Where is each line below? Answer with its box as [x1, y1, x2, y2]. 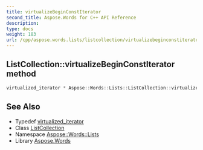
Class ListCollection [14, 124, 65, 131]
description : [6, 20, 39, 26]
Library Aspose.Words [14, 137, 71, 144]
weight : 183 [6, 31, 36, 37]
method [6, 69, 36, 79]
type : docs [6, 25, 34, 32]
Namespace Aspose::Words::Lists [14, 131, 100, 138]
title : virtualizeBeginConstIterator [6, 8, 101, 15]
